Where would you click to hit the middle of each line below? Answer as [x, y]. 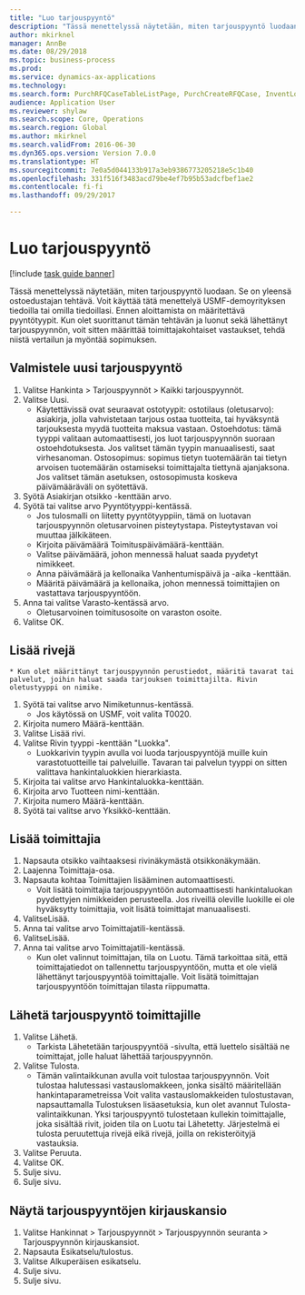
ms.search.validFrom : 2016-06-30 [73, 145]
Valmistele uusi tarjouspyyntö [96, 368]
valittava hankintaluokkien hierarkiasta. [109, 772]
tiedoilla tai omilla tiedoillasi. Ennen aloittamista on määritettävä [127, 310]
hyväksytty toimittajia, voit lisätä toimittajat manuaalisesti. [143, 909]
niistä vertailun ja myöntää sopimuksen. [83, 339]
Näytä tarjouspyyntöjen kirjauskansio [118, 1210]
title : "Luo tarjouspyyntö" [63, 18]
